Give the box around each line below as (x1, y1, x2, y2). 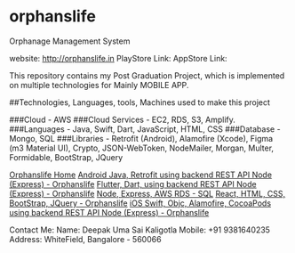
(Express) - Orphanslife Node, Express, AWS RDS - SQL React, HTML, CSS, (9, 188, 286, 199)
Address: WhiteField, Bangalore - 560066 (9, 233, 162, 244)
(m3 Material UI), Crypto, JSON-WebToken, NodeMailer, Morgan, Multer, (9, 143, 274, 153)
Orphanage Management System (9, 36, 131, 46)
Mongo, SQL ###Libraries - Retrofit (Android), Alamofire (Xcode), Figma (9, 133, 274, 143)
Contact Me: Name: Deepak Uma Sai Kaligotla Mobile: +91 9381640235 (9, 224, 271, 235)
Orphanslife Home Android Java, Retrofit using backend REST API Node (9, 169, 273, 180)
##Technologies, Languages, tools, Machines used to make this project (9, 96, 271, 108)
